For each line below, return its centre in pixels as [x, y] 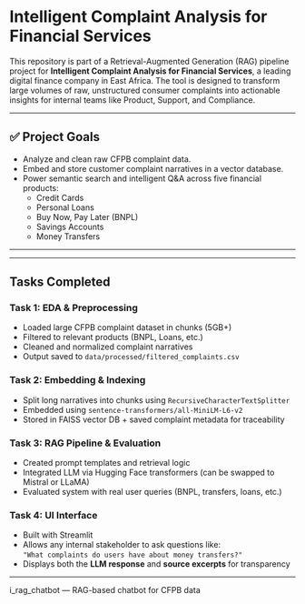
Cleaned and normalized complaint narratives [108, 347]
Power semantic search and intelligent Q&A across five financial [142, 178]
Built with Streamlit [58, 535]
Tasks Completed [60, 282]
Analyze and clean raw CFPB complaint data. [107, 159]
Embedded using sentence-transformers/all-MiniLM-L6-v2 [133, 409]
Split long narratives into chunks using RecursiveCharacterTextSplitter [156, 400]
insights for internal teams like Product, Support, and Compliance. [133, 100]
